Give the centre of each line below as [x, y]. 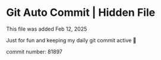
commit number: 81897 [34, 51]
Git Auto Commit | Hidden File [81, 13]
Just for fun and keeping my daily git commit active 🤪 [71, 40]
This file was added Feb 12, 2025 [47, 29]
